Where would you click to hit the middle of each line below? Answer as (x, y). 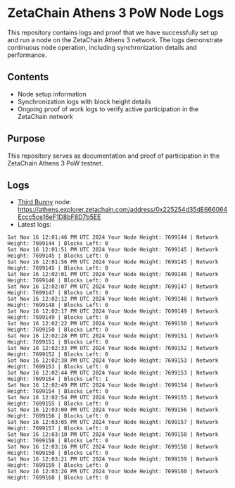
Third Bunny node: (44, 202)
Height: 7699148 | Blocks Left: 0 (58, 305)
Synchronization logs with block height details (84, 101)
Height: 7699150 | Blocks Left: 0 (58, 330)
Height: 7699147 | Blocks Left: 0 (58, 293)
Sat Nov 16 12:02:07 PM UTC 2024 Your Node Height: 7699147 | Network (113, 287)
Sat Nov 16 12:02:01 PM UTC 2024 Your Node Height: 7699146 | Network (113, 275)
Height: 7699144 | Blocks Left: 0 (58, 244)
